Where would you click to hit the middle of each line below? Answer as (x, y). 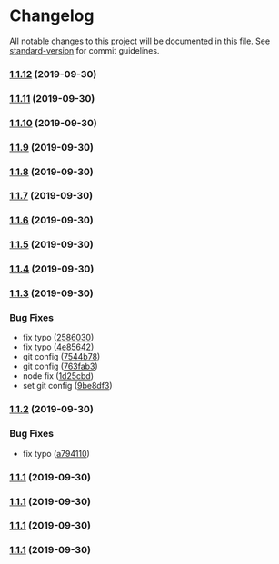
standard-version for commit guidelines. (85, 50)
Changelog (52, 16)
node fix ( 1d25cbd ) (58, 376)
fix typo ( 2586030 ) (58, 338)
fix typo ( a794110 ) (56, 453)
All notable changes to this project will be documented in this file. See (140, 41)
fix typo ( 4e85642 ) (58, 347)
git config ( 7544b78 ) (61, 357)
